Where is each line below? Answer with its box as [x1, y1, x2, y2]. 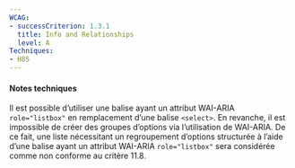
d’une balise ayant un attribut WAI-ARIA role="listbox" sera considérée [9, 141, 275, 152]
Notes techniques [9, 83, 78, 93]
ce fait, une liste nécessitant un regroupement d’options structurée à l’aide [9, 131, 284, 142]
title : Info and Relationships [17, 30, 134, 39]
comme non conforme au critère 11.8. [9, 150, 146, 162]
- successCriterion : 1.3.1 [9, 22, 110, 31]
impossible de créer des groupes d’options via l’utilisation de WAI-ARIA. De [9, 122, 286, 133]
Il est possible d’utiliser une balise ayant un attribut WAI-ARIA [9, 102, 235, 113]
